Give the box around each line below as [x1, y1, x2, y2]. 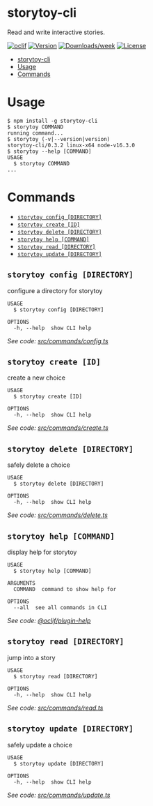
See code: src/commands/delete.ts [7, 511, 108, 519]
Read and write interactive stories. [7, 28, 106, 36]
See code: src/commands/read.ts [7, 703, 104, 712]
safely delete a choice [7, 461, 71, 469]
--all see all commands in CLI [13, 604, 108, 611]
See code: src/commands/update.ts [7, 791, 111, 799]
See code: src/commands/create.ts [7, 424, 109, 432]
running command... [7, 129, 64, 137]
